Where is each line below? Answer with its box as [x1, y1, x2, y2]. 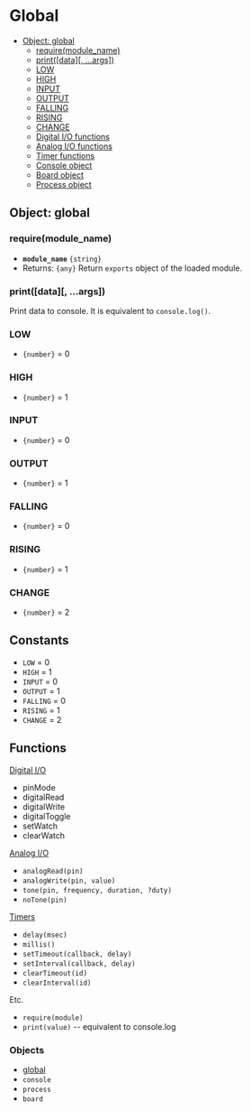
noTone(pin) [22, 895, 67, 904]
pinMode [22, 782, 56, 792]
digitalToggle [22, 810, 71, 821]
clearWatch [22, 829, 66, 840]
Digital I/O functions [35, 131, 111, 142]
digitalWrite [22, 801, 66, 812]
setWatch [22, 820, 58, 831]
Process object [35, 179, 92, 190]
